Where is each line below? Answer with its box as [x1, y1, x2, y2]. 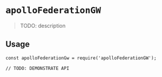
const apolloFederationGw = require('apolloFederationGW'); [5, 55, 157, 61]
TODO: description [20, 22, 66, 29]
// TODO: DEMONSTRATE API [5, 65, 69, 71]
